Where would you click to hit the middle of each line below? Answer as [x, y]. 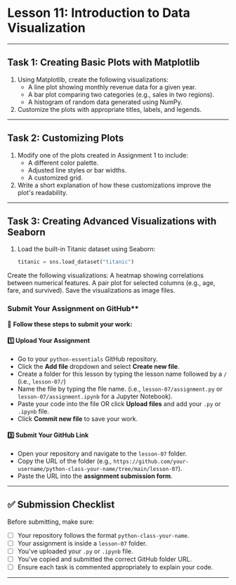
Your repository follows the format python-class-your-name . [103, 535]
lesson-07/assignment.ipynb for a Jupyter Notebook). [95, 396]
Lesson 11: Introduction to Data [99, 13]
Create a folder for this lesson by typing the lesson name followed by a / [122, 374]
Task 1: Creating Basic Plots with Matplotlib [104, 62]
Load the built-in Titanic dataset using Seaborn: [86, 249]
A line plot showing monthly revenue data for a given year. [112, 87]
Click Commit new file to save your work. [78, 419]
